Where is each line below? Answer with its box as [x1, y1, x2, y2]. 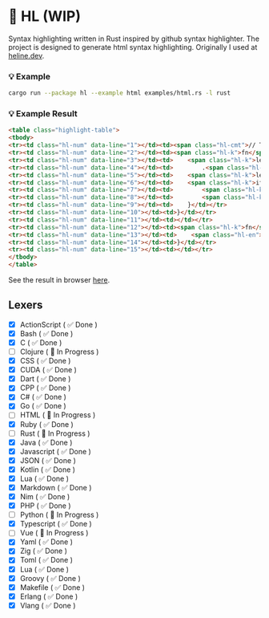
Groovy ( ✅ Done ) [19, 573, 82, 583]
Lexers [8, 299, 43, 312]
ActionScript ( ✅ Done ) [19, 319, 98, 329]
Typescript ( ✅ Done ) [19, 519, 92, 529]
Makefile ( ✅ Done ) [19, 582, 86, 592]
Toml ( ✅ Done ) [19, 555, 74, 565]
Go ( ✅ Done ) [19, 401, 66, 411]
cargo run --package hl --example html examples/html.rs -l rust [8, 89, 231, 97]
